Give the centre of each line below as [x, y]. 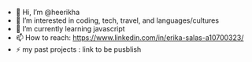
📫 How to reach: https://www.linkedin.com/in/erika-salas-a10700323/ [130, 38]
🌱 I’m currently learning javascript [70, 29]
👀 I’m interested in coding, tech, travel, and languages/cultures [117, 20]
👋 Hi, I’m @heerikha [48, 12]
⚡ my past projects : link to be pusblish [78, 49]
